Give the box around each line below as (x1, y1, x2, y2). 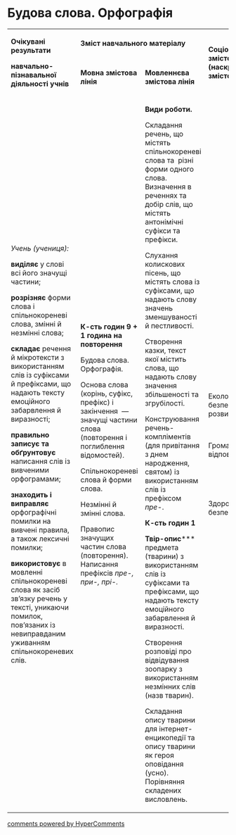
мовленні (11, 567, 44, 577)
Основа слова (80, 379, 129, 389)
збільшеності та (145, 389, 199, 399)
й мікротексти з (11, 352, 65, 362)
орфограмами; (11, 474, 61, 484)
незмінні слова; (11, 327, 65, 337)
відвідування (145, 655, 190, 665)
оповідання (145, 759, 184, 769)
